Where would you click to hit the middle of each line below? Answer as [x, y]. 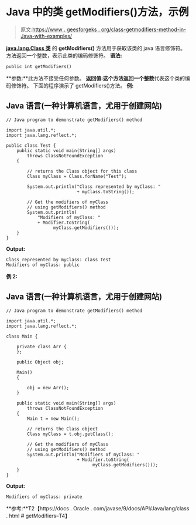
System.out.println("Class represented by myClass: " [94, 186]
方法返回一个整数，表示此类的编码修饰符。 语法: [64, 55]
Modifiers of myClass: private [44, 497]
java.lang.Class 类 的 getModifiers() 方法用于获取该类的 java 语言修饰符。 [96, 48]
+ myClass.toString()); [106, 191]
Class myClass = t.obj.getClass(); [71, 434]
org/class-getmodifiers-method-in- [143, 29]
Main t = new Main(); [54, 418]
